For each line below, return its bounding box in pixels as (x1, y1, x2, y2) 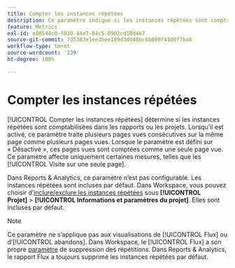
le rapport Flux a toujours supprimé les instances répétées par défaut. (7, 253, 208, 261)
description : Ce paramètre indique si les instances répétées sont (7, 17, 208, 24)
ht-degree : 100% (7, 56, 55, 63)
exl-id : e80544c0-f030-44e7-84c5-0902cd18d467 (7, 29, 145, 37)
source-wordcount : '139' (7, 50, 80, 57)
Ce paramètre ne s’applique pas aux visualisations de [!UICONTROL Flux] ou (7, 230, 228, 239)
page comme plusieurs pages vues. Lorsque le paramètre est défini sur (7, 137, 213, 146)
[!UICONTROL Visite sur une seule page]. (7, 160, 126, 168)
